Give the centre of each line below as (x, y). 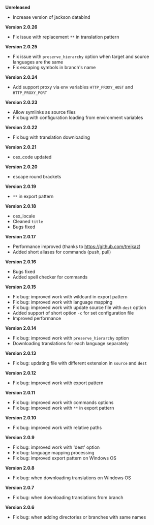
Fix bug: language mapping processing (54, 453)
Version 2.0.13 (21, 353)
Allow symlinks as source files (44, 112)
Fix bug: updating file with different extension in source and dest (80, 363)
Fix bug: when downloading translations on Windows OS (72, 478)
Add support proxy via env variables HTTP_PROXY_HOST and (73, 87)
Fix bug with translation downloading (51, 137)
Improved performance (37, 318)
